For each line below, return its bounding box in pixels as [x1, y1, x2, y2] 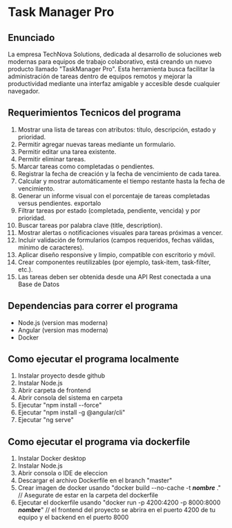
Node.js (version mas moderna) [17, 318, 108, 326]
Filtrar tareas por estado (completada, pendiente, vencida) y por [17, 206, 201, 215]
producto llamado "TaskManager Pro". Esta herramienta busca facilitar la [8, 65, 215, 73]
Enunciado [8, 32, 55, 44]
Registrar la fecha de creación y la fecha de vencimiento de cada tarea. [17, 169, 221, 177]
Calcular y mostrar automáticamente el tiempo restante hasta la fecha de [17, 177, 225, 185]
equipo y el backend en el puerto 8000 [17, 513, 129, 522]
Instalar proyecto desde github [17, 371, 106, 380]
